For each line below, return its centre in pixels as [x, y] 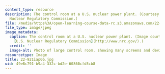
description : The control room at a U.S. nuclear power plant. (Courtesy [82, 14]
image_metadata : [22, 32]
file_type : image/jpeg [28, 28]
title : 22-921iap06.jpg [29, 59]
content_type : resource [29, 9]
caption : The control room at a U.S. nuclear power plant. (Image [79, 37]
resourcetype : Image [26, 55]
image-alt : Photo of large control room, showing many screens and [80, 50]
